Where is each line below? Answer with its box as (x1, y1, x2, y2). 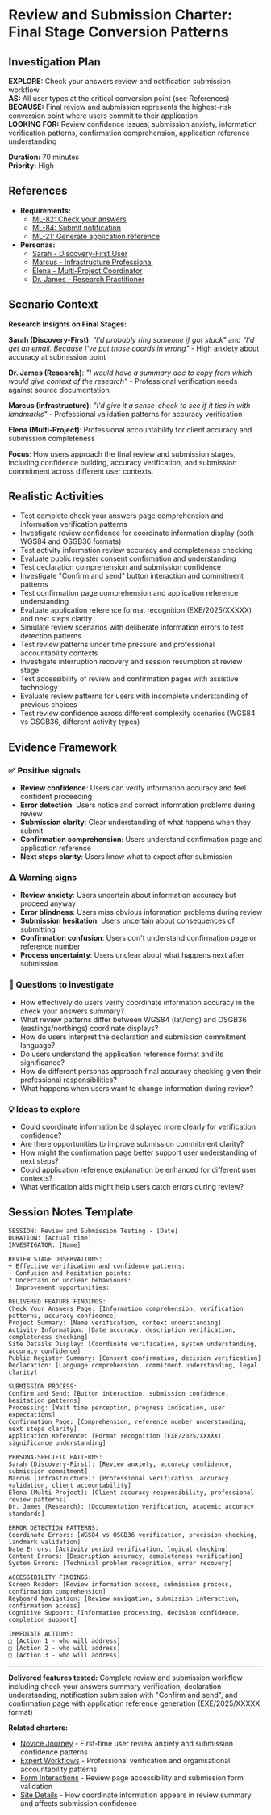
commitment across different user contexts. (8, 466, 154, 476)
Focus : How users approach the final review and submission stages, (8, 448, 236, 458)
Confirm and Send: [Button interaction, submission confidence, (8, 1389, 229, 1397)
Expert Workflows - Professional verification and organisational (19, 1755, 231, 1765)
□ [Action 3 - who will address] (8, 1651, 121, 1659)
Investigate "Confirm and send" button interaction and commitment (19, 571, 244, 581)
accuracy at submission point (8, 352, 106, 361)
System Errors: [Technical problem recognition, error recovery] (8, 1559, 232, 1567)
